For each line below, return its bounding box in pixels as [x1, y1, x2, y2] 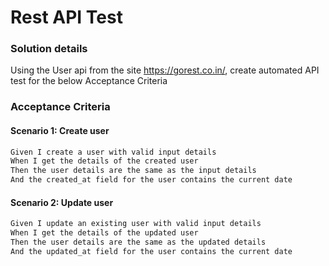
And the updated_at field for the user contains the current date [10, 246, 293, 256]
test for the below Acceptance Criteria [10, 75, 168, 87]
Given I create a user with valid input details [10, 147, 217, 157]
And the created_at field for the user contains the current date [10, 175, 293, 185]
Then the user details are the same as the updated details [10, 237, 267, 248]
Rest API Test [10, 6, 123, 29]
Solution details [10, 42, 88, 56]
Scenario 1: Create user [10, 125, 110, 136]
